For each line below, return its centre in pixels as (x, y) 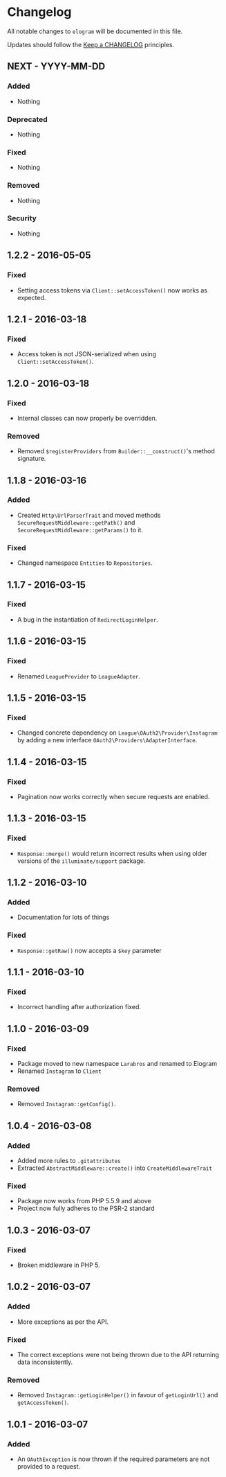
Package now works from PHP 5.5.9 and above (84, 1201)
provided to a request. (49, 1466)
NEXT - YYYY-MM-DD (56, 67)
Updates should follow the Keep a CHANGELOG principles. (91, 44)
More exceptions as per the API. (63, 1322)
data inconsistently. (45, 1362)
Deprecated (28, 119)
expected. (31, 297)
